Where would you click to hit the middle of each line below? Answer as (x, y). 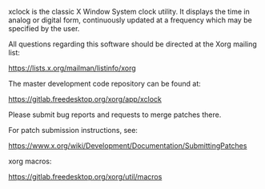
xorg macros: (30, 161)
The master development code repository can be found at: (105, 84)
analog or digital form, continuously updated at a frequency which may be (130, 20)
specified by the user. (44, 28)
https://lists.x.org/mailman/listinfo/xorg (72, 68)
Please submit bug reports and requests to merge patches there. (115, 115)
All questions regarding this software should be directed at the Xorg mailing (133, 44)
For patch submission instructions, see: (73, 130)
